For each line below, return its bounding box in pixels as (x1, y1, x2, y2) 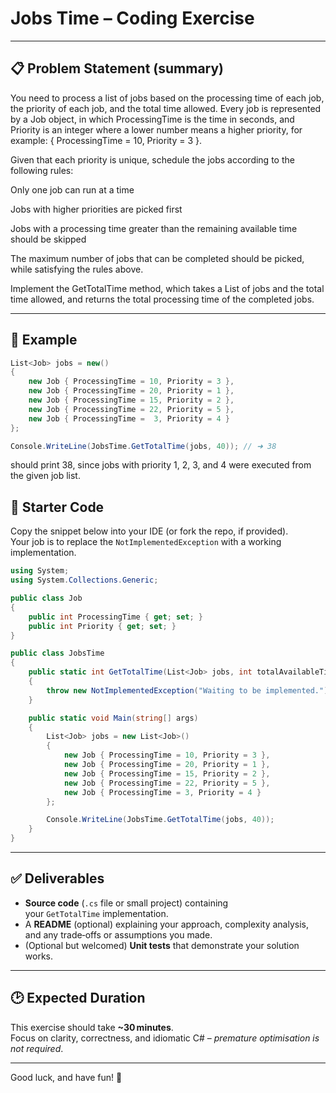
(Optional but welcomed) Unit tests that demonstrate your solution (24, 939, 300, 951)
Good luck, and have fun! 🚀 (10, 1071, 123, 1083)
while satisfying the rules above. (10, 263, 144, 275)
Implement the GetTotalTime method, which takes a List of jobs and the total (10, 282, 325, 294)
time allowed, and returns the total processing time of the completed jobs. (10, 293, 315, 305)
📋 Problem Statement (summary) (10, 60, 225, 77)
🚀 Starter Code (10, 498, 105, 516)
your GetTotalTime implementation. (24, 907, 169, 919)
